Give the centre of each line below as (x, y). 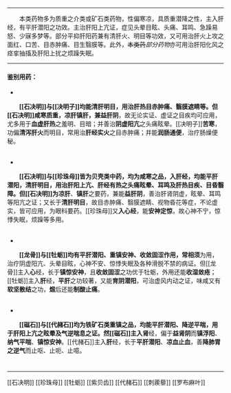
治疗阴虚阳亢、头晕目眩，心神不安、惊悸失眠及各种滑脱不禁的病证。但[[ (109, 263)
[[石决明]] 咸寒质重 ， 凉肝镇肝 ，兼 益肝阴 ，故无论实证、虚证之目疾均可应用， (114, 115)
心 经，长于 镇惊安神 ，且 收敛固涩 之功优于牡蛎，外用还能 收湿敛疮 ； (123, 272)
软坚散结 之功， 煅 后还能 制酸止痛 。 (55, 290)
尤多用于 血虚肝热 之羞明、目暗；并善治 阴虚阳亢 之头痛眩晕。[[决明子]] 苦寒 (111, 124)
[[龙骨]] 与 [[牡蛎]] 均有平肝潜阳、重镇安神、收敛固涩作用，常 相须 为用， (119, 255)
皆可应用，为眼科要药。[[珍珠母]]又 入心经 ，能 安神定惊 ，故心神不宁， (117, 211)
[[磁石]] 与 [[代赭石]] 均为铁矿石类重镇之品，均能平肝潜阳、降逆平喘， (116, 325)
